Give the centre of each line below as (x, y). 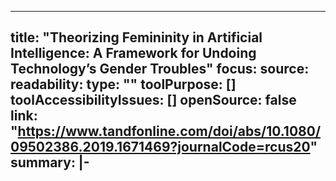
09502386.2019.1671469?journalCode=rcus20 (160, 147)
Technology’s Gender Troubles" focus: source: (160, 69)
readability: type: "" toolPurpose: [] (123, 84)
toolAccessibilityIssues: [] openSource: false (153, 100)
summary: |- (50, 162)
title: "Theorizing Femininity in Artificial (136, 37)
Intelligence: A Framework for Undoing (133, 53)
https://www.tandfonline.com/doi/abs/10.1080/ (169, 131)
